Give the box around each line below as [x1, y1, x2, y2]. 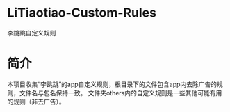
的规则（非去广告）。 [7, 97, 65, 106]
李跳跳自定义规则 [7, 29, 56, 37]
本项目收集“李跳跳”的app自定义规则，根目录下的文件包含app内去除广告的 [7, 80, 217, 88]
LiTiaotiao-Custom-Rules [7, 5, 156, 21]
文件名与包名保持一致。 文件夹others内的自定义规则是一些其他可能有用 [19, 88, 222, 97]
